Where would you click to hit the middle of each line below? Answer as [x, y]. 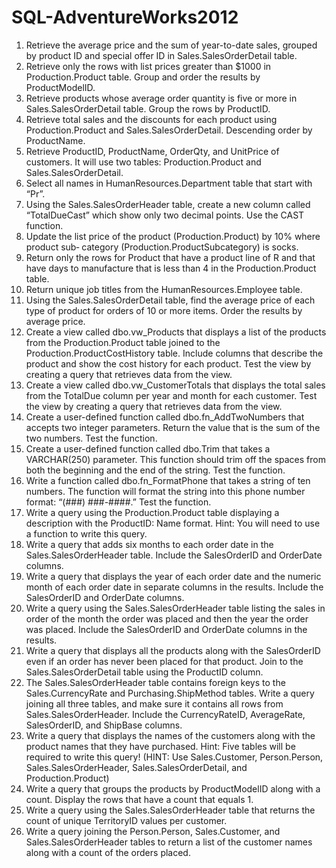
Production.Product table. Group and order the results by [143, 77]
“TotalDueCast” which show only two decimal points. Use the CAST [165, 215]
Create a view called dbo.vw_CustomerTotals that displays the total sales [175, 385]
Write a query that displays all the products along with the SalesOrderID [173, 650]
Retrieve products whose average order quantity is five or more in [161, 98]
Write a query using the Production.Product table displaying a [152, 512]
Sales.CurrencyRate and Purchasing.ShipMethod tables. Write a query [170, 693]
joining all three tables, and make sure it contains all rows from [154, 703]
